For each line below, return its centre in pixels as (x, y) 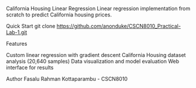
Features (17, 44)
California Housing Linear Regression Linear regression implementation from (98, 9)
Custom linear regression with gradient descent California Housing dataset (96, 55)
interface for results (30, 67)
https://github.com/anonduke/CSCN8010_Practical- (119, 26)
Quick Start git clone (31, 26)
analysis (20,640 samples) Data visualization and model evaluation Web (93, 61)
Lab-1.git (17, 32)
